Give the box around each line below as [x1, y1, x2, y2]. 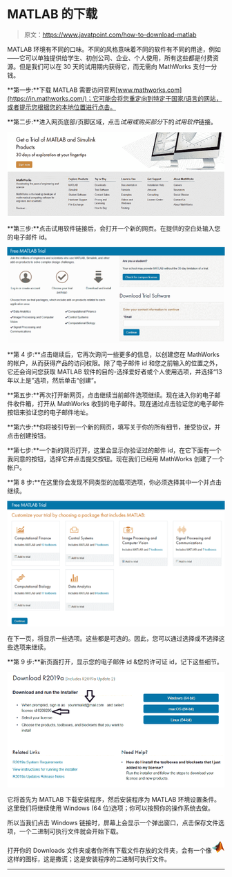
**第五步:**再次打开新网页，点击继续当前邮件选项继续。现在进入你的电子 [7, 391, 215, 399]
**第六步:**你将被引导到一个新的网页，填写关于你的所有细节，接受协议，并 [7, 423, 221, 432]
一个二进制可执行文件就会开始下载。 [19, 827, 122, 836]
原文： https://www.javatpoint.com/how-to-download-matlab [23, 30, 197, 39]
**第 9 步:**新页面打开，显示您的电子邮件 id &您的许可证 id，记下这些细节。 [7, 657, 223, 666]
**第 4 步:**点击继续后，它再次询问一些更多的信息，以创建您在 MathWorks [7, 350, 220, 359]
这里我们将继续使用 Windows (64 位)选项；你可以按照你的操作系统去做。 [7, 804, 214, 812]
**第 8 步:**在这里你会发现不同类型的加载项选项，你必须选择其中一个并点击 [7, 478, 222, 487]
